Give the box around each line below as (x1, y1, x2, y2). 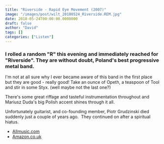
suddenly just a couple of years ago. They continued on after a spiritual (5, 114, 151, 120)
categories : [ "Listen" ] (5, 35, 54, 40)
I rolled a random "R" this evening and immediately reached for (5, 50, 159, 57)
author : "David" (5, 25, 38, 30)
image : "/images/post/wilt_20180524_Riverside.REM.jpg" (5, 12, 122, 17)
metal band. (5, 63, 34, 70)
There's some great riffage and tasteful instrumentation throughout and (5, 94, 150, 100)
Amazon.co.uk (12, 134, 42, 140)
